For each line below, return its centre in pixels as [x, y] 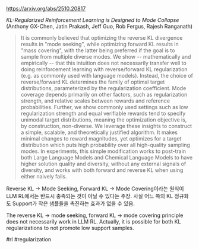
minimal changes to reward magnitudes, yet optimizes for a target [101, 138]
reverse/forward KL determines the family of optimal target [93, 82]
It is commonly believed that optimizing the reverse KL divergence [102, 38]
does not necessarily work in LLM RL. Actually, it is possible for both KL [94, 221]
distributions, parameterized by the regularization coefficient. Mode [103, 88]
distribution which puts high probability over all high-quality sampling [105, 145]
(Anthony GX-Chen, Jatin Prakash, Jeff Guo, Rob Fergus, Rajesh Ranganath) [99, 26]
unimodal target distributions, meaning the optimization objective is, [104, 120]
